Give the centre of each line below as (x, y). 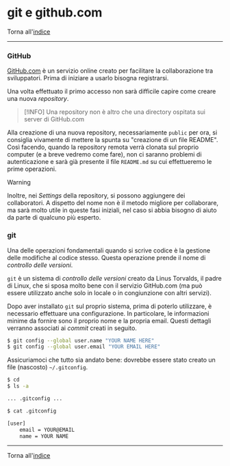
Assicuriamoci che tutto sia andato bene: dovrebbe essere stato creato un (111, 360)
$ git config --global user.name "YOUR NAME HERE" (81, 340)
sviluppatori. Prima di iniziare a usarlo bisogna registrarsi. (88, 78)
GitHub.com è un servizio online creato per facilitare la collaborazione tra (110, 71)
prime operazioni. (32, 169)
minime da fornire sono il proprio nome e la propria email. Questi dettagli (109, 321)
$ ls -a (18, 386)
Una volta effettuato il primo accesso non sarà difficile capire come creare (112, 91)
